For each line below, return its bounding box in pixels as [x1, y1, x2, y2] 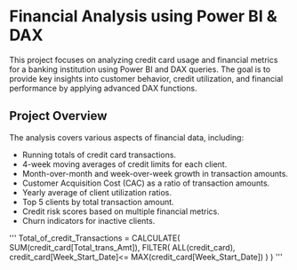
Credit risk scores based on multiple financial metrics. [21, 206, 221, 217]
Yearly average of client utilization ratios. [21, 187, 172, 197]
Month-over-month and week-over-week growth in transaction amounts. [21, 168, 289, 179]
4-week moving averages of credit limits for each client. [21, 158, 228, 170]
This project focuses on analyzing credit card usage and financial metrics [9, 54, 278, 65]
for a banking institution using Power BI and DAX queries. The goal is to [9, 64, 271, 75]
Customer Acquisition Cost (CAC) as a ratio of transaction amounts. [21, 178, 270, 188]
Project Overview [9, 108, 108, 123]
